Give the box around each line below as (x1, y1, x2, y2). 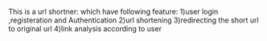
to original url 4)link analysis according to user (8, 24, 162, 33)
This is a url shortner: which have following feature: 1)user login (8, 7, 219, 16)
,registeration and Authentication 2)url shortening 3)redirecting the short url (8, 15, 259, 25)
